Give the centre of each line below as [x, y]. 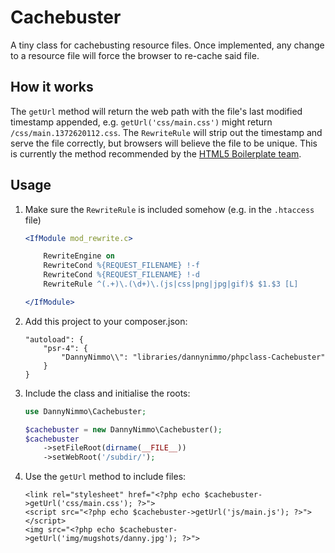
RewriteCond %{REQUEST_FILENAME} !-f [121, 266]
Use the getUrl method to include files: [105, 477]
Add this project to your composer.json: [106, 321]
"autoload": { [54, 339]
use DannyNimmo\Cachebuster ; [85, 411]
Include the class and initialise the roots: [107, 393]
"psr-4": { [66, 348]
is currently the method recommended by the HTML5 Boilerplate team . [156, 153]
